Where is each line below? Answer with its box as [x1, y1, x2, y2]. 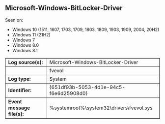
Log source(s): [8, 59, 43, 65]
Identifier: [8, 87, 32, 93]
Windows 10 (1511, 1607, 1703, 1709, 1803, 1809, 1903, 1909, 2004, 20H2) [12, 27, 160, 32]
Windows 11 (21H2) [12, 31, 51, 37]
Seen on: [5, 17, 24, 23]
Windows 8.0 [12, 42, 39, 48]
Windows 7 [12, 37, 35, 43]
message [8, 104, 30, 111]
